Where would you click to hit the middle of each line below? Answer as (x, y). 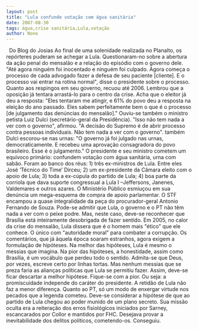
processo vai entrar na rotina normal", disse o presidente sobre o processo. (98, 82)
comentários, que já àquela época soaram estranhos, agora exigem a (90, 239)
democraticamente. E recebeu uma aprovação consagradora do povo (91, 145)
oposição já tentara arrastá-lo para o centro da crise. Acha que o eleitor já (96, 95)
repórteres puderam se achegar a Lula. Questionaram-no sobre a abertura (97, 57)
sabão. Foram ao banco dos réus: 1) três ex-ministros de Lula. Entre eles (94, 164)
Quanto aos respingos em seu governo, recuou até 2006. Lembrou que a (95, 88)
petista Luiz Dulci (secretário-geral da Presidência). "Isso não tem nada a (95, 119)
